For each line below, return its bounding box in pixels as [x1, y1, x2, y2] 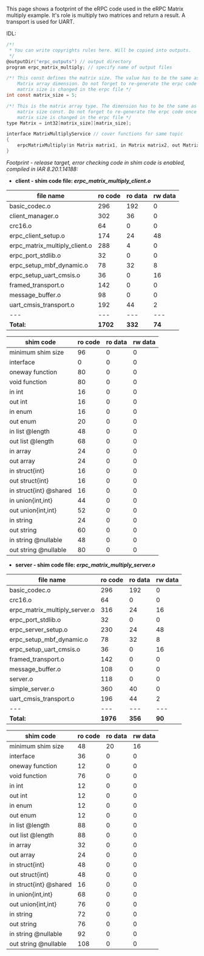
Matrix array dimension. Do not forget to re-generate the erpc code [17, 81, 197, 87]
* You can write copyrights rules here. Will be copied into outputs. [8, 47, 191, 53]
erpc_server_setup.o [9, 625, 68, 634]
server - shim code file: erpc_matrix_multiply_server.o [15, 561, 156, 568]
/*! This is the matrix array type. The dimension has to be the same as [6, 103, 197, 109]
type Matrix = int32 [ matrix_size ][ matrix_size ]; [6, 120, 132, 126]
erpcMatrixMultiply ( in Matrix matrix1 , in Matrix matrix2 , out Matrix [17, 142, 200, 148]
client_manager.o [9, 211, 59, 220]
